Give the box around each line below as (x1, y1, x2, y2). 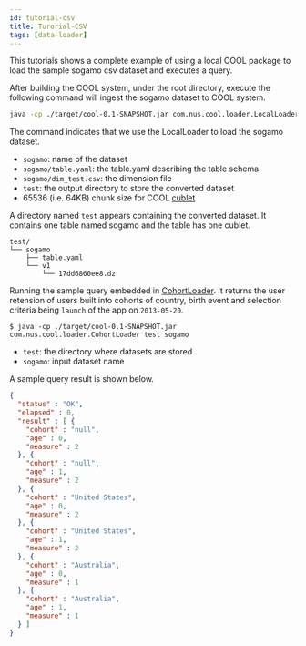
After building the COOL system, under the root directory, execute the (9, 83, 271, 94)
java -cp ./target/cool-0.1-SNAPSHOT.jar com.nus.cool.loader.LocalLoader (9, 110, 300, 119)
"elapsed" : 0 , (17, 408, 76, 417)
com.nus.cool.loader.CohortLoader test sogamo (9, 330, 189, 340)
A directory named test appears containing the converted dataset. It (9, 210, 267, 221)
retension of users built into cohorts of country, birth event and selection (9, 295, 282, 306)
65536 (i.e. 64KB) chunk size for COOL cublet (22, 192, 196, 203)
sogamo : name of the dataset (22, 154, 127, 165)
